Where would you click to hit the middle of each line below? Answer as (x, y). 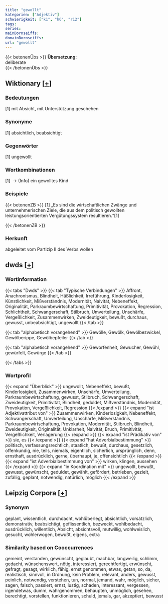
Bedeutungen (22, 98)
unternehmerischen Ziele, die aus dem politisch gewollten (65, 210)
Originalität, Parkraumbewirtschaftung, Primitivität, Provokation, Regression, (83, 306)
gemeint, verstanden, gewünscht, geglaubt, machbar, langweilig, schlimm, (82, 558)
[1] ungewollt (19, 157)
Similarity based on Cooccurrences (49, 548)
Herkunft (16, 238)
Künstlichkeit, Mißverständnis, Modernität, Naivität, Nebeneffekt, (72, 301)
